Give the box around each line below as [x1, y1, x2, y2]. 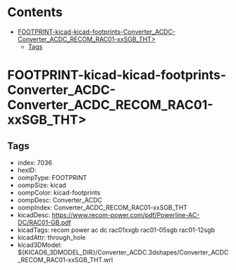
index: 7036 [17, 158, 53, 167]
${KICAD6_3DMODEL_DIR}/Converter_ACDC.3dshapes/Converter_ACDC [17, 247, 229, 257]
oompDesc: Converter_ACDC [17, 195, 102, 204]
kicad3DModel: [17, 240, 62, 249]
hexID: [17, 166, 37, 174]
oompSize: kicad [17, 181, 67, 189]
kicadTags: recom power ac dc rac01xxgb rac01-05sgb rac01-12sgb [17, 226, 215, 234]
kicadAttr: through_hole [17, 233, 86, 241]
